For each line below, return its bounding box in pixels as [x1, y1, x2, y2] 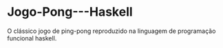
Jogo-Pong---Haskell [7, 4, 133, 20]
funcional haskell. [7, 34, 57, 42]
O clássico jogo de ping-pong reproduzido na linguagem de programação [7, 27, 216, 35]
